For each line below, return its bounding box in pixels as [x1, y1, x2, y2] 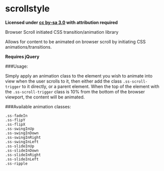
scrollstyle [5, 3, 50, 14]
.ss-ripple [5, 161, 28, 166]
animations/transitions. [5, 44, 52, 50]
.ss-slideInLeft [5, 157, 39, 162]
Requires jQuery [5, 53, 40, 60]
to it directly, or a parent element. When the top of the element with [22, 83, 160, 89]
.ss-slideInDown [5, 148, 39, 153]
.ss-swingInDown [5, 130, 39, 136]
